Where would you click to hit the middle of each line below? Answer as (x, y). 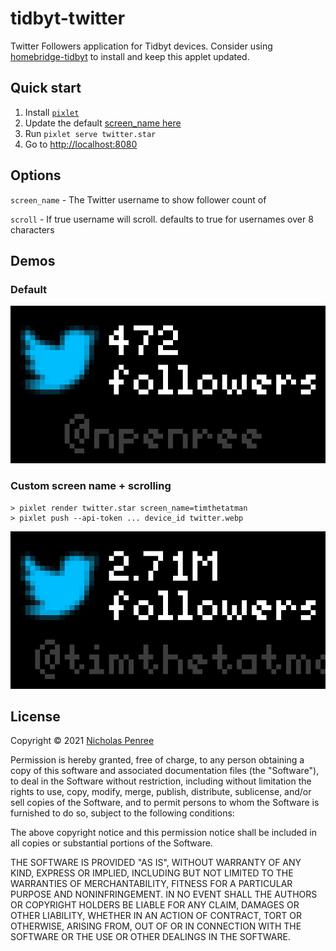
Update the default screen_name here (103, 123)
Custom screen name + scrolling (91, 486)
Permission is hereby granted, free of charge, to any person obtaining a (157, 760)
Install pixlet (52, 112)
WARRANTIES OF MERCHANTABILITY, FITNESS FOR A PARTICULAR (151, 884)
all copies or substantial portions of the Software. (111, 843)
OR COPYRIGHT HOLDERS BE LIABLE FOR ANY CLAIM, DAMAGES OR (155, 905)
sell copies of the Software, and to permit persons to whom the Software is (165, 803)
